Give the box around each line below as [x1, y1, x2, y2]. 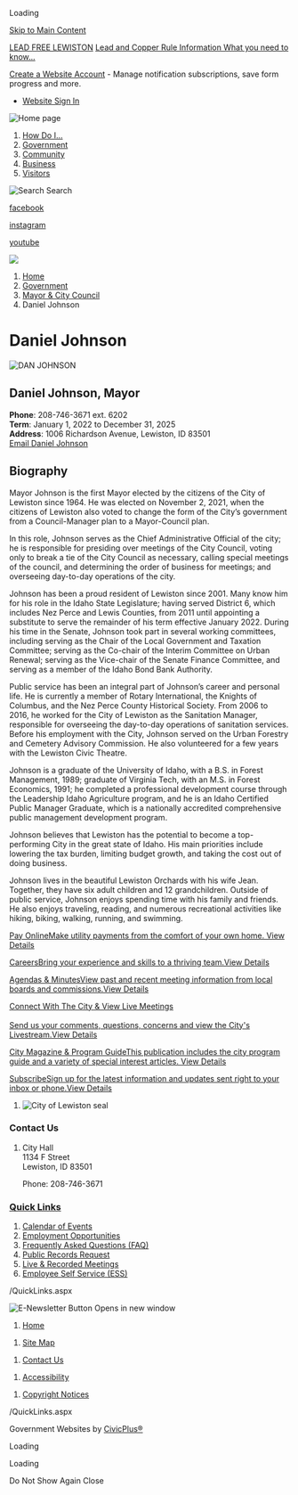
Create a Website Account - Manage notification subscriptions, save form [9, 69, 279, 79]
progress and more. [9, 78, 82, 88]
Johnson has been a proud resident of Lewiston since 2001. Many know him [9, 588, 289, 599]
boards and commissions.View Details [9, 984, 149, 994]
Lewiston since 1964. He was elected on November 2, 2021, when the [9, 496, 265, 507]
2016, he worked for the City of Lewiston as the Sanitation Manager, [9, 709, 258, 720]
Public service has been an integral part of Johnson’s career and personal [9, 681, 280, 691]
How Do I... [21, 130, 64, 141]
